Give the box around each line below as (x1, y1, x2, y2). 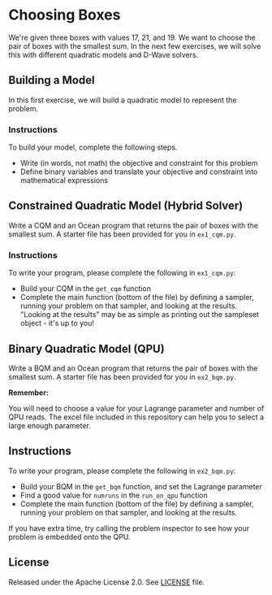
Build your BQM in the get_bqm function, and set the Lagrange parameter (19, 481, 262, 491)
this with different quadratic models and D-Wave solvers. (8, 50, 199, 59)
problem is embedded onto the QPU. (8, 532, 132, 541)
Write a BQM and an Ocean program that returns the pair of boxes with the (8, 363, 258, 373)
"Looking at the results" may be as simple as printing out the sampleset (19, 310, 260, 319)
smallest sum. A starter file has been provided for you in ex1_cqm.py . (8, 229, 236, 239)
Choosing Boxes (8, 6, 121, 24)
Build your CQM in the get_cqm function (19, 284, 152, 293)
